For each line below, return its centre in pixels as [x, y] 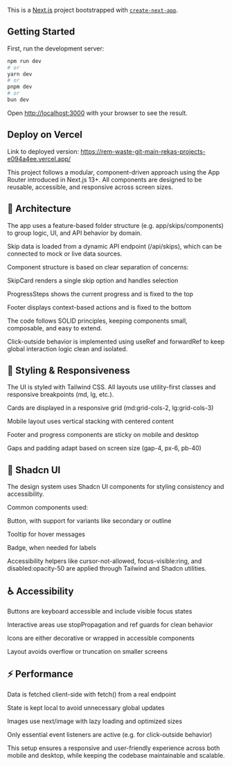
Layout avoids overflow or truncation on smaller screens [88, 651]
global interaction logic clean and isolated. [68, 348]
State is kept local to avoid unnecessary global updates [86, 707]
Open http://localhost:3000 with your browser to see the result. [98, 113]
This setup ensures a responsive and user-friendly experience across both [114, 748]
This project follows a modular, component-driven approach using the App [114, 172]
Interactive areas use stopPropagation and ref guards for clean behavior [110, 625]
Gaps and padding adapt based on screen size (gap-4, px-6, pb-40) [105, 448]
